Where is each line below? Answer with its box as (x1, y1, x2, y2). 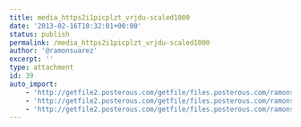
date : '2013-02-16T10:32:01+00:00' (9, 21, 142, 30)
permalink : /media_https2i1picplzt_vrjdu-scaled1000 (9, 38, 211, 47)
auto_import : (9, 80, 58, 89)
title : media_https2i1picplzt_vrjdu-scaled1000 (9, 13, 191, 22)
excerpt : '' (9, 55, 54, 63)
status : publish (9, 30, 70, 38)
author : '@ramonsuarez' (9, 47, 99, 55)
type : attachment (9, 63, 74, 72)
